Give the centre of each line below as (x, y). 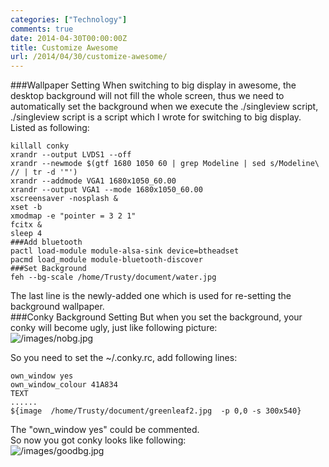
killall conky (40, 146)
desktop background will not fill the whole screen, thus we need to (147, 96)
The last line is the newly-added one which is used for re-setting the (151, 296)
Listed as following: (50, 128)
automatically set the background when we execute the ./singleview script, (164, 107)
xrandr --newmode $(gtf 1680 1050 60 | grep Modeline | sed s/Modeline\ (165, 164)
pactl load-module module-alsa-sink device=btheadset (125, 251)
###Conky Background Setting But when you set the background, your (156, 317)
